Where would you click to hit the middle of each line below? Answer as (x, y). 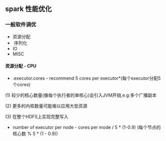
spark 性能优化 (28, 9)
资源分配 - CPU (21, 66)
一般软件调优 (21, 25)
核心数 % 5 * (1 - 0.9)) (35, 133)
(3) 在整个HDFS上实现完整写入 (37, 116)
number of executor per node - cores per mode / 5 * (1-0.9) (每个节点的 (87, 127)
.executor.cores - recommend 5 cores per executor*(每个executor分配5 (87, 78)
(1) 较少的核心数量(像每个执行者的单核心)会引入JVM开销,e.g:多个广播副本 (81, 95)
